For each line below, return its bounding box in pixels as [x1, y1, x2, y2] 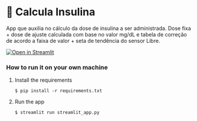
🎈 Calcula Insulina [6, 5, 96, 19]
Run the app [14, 98, 45, 105]
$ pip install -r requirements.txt [14, 88, 103, 94]
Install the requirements [14, 76, 73, 84]
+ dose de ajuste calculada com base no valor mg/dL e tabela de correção [6, 31, 187, 38]
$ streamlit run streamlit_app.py [14, 110, 100, 116]
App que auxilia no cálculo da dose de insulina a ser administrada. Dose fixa [6, 25, 191, 32]
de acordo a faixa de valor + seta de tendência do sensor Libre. [6, 37, 160, 44]
